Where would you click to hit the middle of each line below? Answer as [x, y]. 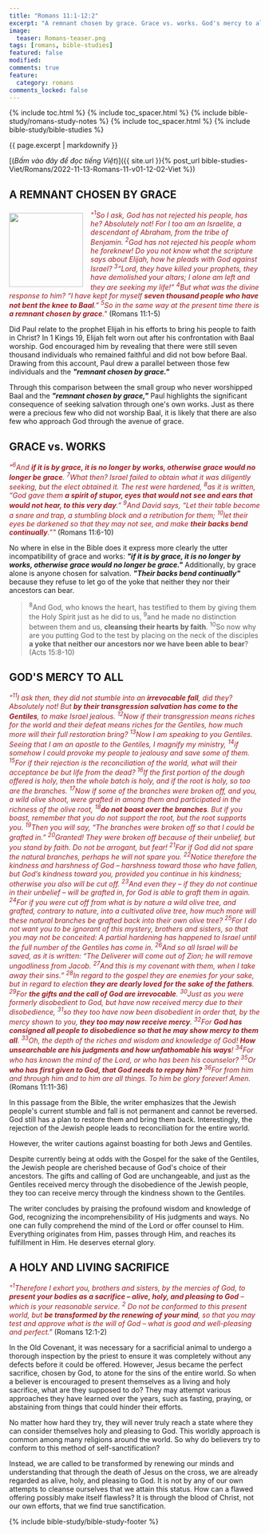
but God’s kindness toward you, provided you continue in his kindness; [125, 874]
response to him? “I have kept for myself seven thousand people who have [134, 295]
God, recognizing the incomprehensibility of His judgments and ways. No [129, 1216]
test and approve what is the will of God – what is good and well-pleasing [131, 1323]
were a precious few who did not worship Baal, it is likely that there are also [133, 413]
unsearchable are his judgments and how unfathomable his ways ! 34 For [131, 1049]
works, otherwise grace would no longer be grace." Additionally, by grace [133, 564]
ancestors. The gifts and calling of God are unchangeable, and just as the [130, 1176]
